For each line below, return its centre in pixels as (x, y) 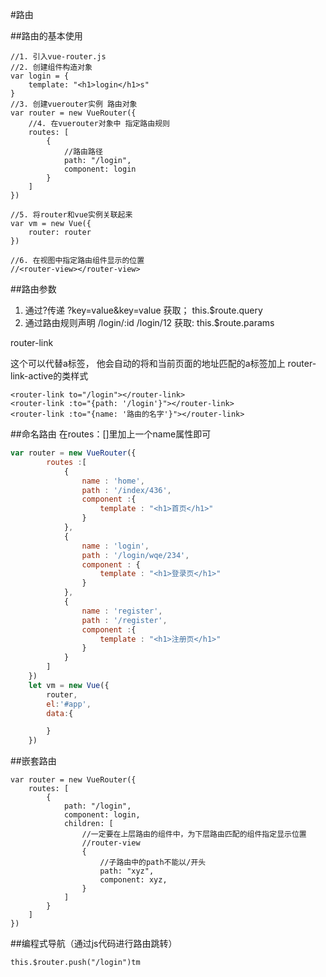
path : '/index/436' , (126, 490)
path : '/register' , (124, 620)
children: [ (88, 824)
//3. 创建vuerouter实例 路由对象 (74, 104)
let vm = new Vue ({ (69, 685)
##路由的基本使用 (46, 36)
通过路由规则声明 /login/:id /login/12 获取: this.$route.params (149, 322)
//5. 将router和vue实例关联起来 (71, 215)
